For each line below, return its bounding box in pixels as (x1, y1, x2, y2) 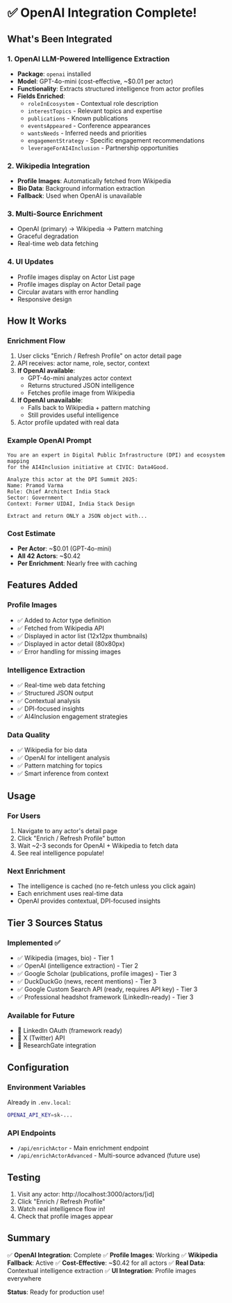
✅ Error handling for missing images (17, 647, 122, 656)
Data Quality (7, 729, 51, 739)
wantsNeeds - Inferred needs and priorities (27, 129, 147, 137)
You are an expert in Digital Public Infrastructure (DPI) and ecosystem (7, 451, 226, 459)
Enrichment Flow (7, 336, 66, 346)
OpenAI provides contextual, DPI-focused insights (17, 897, 161, 906)
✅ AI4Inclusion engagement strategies (17, 712, 129, 721)
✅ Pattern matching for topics (17, 761, 103, 770)
